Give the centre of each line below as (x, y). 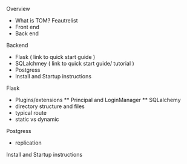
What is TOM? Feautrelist (46, 20)
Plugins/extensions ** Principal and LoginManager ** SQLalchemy (98, 100)
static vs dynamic (37, 119)
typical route (31, 113)
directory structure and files (50, 106)
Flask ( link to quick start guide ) (55, 57)
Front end (27, 27)
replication (28, 143)
